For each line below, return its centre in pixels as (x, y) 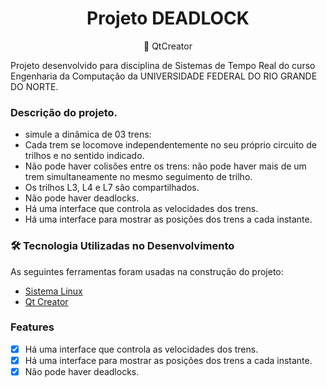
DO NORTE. (34, 86)
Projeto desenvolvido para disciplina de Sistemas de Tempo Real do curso (163, 65)
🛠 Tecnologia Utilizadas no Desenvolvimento (122, 246)
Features (32, 327)
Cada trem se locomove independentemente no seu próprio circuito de (170, 145)
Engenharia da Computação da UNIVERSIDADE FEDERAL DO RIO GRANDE (164, 76)
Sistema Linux (53, 291)
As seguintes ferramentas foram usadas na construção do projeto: (147, 271)
